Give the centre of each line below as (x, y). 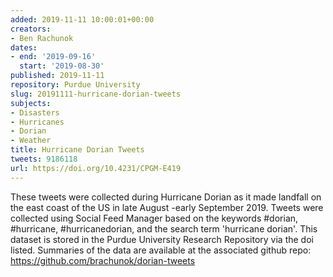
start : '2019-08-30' (62, 66)
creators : (31, 29)
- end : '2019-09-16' (53, 57)
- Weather (31, 141)
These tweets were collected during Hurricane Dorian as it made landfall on (166, 197)
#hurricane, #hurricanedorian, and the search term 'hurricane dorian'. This (164, 228)
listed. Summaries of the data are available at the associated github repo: (161, 250)
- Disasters (35, 112)
